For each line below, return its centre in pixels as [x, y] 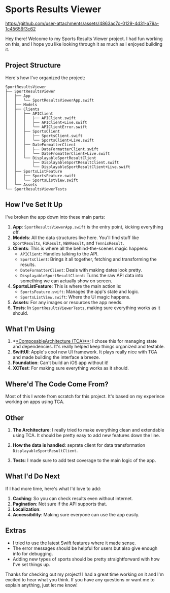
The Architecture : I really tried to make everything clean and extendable [88, 430]
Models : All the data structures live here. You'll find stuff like [76, 238]
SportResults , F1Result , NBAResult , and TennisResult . [68, 243]
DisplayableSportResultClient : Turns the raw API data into [82, 275]
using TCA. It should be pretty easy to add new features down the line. [86, 435]
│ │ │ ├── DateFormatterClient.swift [52, 149]
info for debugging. [33, 553]
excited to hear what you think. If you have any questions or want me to [80, 579]
